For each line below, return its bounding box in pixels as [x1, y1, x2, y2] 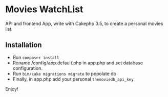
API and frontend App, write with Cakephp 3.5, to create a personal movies [5, 20, 163, 27]
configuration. [12, 65, 43, 71]
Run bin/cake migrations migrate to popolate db [12, 70, 117, 77]
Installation [5, 41, 42, 50]
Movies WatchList [5, 4, 83, 15]
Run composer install [12, 54, 59, 60]
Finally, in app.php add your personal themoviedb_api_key [12, 76, 134, 82]
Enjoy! [5, 86, 19, 92]
